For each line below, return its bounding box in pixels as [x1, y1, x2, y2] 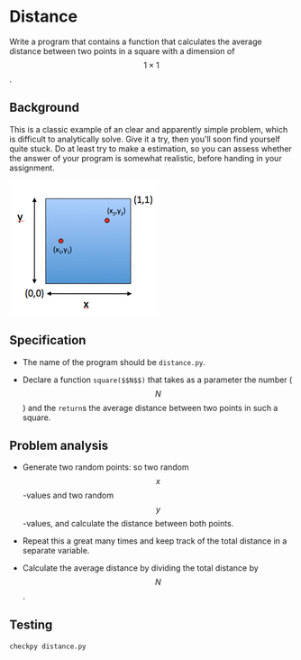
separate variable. [22, 545, 90, 556]
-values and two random [22, 490, 114, 501]
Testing [9, 617, 53, 632]
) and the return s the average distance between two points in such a [22, 402, 278, 413]
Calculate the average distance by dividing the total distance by [22, 563, 259, 573]
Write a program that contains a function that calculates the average [9, 36, 263, 47]
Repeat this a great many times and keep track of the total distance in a [22, 536, 287, 546]
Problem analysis [9, 437, 109, 453]
